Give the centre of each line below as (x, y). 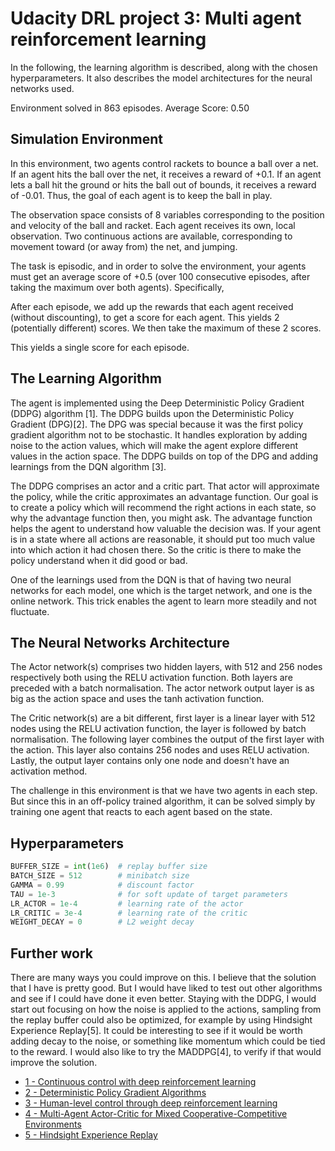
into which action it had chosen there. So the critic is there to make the (156, 549)
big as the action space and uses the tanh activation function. (137, 699)
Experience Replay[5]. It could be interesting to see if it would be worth (156, 1031)
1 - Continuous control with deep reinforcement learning (140, 1082)
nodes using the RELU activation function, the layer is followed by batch (158, 729)
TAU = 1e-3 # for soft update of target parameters (149, 894)
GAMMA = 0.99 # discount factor (102, 885)
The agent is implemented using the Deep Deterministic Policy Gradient (157, 403)
